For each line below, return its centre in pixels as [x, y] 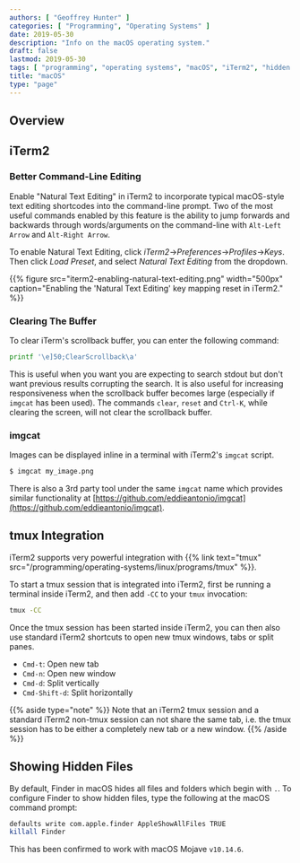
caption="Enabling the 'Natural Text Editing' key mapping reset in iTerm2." [146, 288]
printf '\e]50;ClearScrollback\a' [74, 357]
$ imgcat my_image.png [51, 472]
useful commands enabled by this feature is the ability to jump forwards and [150, 215]
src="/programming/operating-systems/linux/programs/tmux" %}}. [133, 567]
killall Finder [38, 832]
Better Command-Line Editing [75, 177]
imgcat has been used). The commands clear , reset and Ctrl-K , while [139, 402]
